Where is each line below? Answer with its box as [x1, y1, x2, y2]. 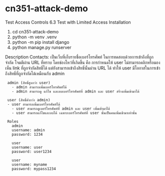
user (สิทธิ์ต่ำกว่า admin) [7, 97, 51, 102]
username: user [11, 145, 43, 150]
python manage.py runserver [12, 44, 71, 50]
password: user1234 [11, 149, 52, 154]
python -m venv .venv [12, 34, 57, 40]
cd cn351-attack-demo [12, 29, 59, 34]
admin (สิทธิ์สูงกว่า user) [7, 80, 51, 85]
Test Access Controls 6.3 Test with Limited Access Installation [5, 19, 132, 25]
